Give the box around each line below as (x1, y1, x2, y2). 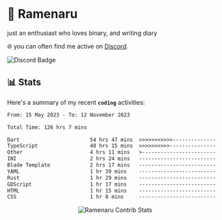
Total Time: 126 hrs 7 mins (7, 123, 88, 131)
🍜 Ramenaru (7, 6, 78, 22)
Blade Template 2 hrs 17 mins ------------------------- (7, 162, 216, 169)
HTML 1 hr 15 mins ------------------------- (7, 187, 216, 194)
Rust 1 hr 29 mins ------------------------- (7, 174, 216, 181)
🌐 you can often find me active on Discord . (7, 42, 129, 50)
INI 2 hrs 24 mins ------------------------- (7, 156, 216, 162)
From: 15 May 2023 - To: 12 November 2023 (7, 111, 130, 119)
